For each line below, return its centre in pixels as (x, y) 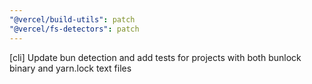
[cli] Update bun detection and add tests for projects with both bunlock (155, 57)
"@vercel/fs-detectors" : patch (74, 29)
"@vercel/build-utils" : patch (72, 19)
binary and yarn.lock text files (70, 68)
